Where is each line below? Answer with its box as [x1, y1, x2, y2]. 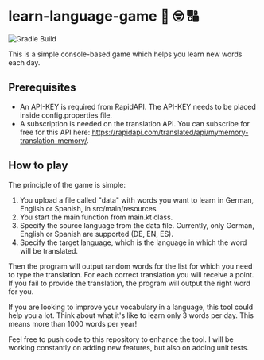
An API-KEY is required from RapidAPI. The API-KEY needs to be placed [19, 102, 257, 111]
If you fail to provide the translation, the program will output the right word [8, 278, 250, 288]
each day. [8, 57, 41, 67]
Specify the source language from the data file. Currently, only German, [19, 220, 254, 230]
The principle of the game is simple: [8, 180, 126, 189]
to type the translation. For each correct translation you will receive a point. [8, 269, 254, 279]
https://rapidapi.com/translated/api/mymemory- [91, 127, 249, 137]
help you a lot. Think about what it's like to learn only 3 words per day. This [8, 310, 254, 320]
